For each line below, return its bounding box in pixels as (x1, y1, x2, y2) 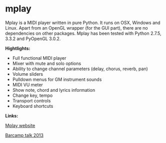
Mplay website (5, 122, 35, 128)
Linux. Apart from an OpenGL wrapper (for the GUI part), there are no (5, 25, 148, 31)
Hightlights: (5, 45, 30, 51)
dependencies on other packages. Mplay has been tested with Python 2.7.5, (5, 30, 161, 36)
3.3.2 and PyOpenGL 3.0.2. (5, 36, 61, 42)
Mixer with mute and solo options (12, 60, 81, 66)
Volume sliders (12, 71, 43, 77)
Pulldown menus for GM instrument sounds (12, 76, 102, 82)
